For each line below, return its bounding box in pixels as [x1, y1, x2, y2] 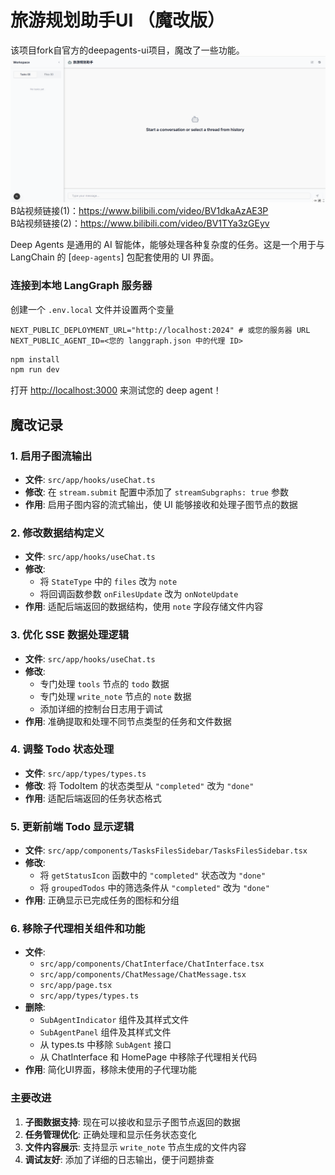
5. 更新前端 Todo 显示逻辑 [10, 819, 135, 833]
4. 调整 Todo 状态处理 [10, 742, 115, 756]
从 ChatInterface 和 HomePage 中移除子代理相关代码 [39, 1051, 258, 1063]
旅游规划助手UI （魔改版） [10, 9, 225, 32]
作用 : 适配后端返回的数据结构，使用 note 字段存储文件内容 [24, 601, 264, 613]
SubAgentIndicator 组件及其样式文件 [39, 1014, 190, 1026]
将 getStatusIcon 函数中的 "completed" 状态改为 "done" [39, 869, 267, 881]
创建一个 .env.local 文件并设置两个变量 [10, 303, 175, 315]
